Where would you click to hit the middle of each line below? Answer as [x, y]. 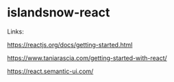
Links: [15, 31]
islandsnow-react [59, 13]
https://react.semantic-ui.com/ [50, 71]
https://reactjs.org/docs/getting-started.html [70, 44]
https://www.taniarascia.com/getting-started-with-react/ [87, 58]
